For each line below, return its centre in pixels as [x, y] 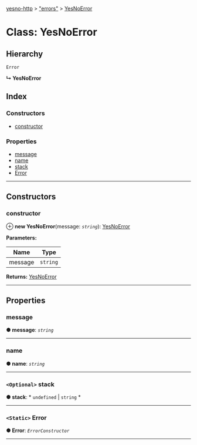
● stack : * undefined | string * [43, 397]
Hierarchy [25, 54]
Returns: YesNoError [31, 277]
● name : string [26, 363]
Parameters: [21, 238]
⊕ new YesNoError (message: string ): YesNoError [68, 226]
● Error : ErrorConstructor [38, 430]
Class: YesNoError [52, 32]
